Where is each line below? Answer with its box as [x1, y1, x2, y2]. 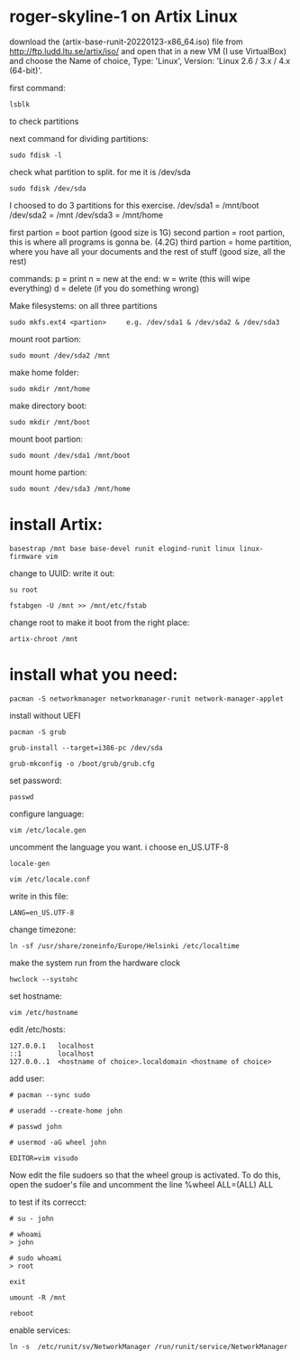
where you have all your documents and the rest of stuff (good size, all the [9, 246, 286, 256]
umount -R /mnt [9, 1293, 67, 1302]
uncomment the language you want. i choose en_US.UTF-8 [9, 842, 230, 852]
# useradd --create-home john [9, 1106, 123, 1115]
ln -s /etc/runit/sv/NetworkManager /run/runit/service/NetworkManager [9, 1342, 288, 1351]
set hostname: [9, 991, 63, 1001]
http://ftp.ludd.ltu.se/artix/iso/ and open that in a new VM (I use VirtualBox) [9, 45, 286, 56]
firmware [9, 552, 42, 561]
